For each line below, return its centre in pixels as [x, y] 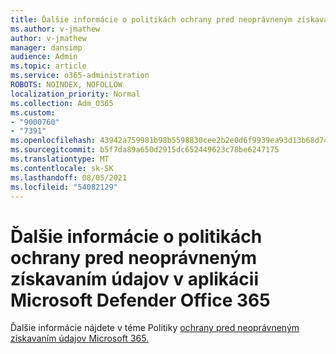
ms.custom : [33, 112]
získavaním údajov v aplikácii [134, 278]
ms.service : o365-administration [80, 76]
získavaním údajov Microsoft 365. [80, 338]
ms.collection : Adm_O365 [62, 103]
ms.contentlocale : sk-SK [62, 168]
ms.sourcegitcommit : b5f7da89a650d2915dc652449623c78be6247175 [145, 150]
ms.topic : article [48, 66]
